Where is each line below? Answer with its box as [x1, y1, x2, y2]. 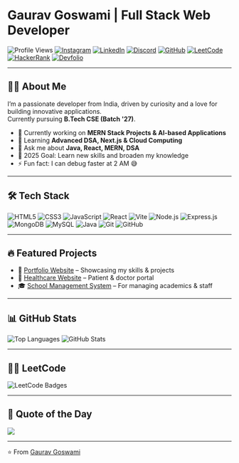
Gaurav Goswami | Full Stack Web [7, 7, 211, 23]
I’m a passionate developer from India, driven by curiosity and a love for [7, 100, 218, 108]
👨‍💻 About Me [7, 80, 67, 92]
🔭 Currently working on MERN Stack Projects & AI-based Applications [17, 128, 226, 137]
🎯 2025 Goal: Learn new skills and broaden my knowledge [17, 151, 189, 159]
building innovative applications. [7, 107, 102, 115]
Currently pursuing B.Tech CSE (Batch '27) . [7, 115, 136, 123]
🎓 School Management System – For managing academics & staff [17, 282, 213, 290]
